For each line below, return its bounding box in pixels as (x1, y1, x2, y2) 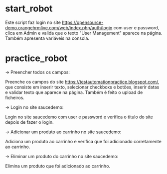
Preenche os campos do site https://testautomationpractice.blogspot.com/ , (5, 79, 160, 85)
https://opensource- (62, 19, 104, 25)
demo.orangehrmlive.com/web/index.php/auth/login (5, 24, 113, 30)
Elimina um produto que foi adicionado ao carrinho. (5, 163, 111, 169)
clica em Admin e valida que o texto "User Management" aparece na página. (5, 30, 163, 36)
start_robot (5, 3, 53, 14)
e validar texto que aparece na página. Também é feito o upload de (5, 89, 143, 95)
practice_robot (5, 53, 68, 64)
